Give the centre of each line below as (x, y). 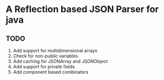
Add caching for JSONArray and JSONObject (60, 61)
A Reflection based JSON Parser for (82, 9)
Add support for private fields (44, 67)
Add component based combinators (51, 72)
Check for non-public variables (45, 56)
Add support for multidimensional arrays (55, 51)
